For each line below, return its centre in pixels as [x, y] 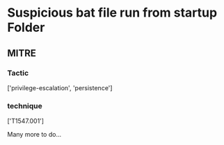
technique [25, 105]
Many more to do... [34, 135]
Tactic [18, 73]
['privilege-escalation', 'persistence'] [60, 87]
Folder [26, 27]
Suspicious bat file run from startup [112, 13]
